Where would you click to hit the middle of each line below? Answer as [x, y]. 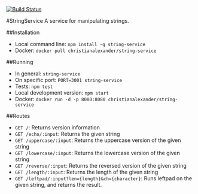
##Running [20, 62]
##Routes [18, 116]
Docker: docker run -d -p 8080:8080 [60, 99]
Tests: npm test [34, 86]
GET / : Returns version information [57, 128]
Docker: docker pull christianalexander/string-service [86, 50]
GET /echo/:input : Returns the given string [67, 134]
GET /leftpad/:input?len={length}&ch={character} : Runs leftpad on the [103, 178]
